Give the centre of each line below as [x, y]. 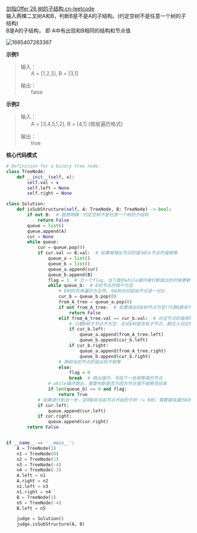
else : [65, 367]
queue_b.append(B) [70, 275]
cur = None [40, 237]
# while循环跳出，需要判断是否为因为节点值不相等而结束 [107, 384]
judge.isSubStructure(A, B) [51, 524]
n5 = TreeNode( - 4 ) [39, 503]
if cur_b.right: [89, 346]
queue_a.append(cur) [73, 269]
